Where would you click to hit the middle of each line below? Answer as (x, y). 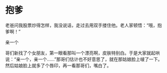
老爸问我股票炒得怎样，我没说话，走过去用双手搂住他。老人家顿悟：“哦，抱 (84, 25)
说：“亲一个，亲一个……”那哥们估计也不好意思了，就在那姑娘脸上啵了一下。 (84, 59)
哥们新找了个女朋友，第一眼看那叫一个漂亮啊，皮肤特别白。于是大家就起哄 (82, 53)
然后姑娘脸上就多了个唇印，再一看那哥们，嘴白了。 (58, 65)
